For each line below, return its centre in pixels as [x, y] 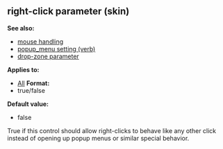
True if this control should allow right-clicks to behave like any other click [112, 130]
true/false [31, 90]
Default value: [28, 104]
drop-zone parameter [48, 56]
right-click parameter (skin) [68, 11]
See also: [21, 28]
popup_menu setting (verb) [56, 49]
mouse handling [40, 42]
